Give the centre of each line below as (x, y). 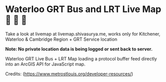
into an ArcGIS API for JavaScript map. (45, 64)
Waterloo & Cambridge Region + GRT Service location (61, 39)
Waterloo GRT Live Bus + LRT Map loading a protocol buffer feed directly (81, 58)
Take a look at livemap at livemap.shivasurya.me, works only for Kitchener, (83, 34)
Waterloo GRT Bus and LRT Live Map (83, 9)
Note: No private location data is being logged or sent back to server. (79, 49)
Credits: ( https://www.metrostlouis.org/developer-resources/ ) (69, 73)
